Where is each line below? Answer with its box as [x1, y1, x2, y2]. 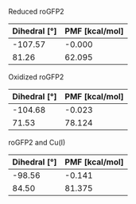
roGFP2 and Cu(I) [8, 138, 66, 147]
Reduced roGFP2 [8, 7, 65, 16]
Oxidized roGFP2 [8, 72, 64, 82]
